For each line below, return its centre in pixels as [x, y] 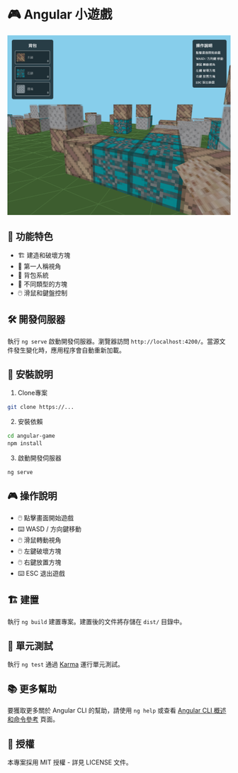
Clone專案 [33, 393]
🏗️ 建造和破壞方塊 [44, 255]
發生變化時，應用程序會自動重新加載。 [69, 350]
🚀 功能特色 [30, 237]
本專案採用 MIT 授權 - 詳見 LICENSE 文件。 [70, 762]
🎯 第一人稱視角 [39, 266]
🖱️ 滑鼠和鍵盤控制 [42, 292]
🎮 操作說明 [32, 497]
